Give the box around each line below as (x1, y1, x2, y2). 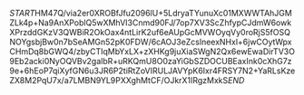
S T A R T (9, 8, 35, 18)
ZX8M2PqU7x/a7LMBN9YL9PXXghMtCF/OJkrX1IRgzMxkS (9, 75, 229, 85)
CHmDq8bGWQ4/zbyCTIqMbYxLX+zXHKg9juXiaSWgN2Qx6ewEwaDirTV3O (9, 46, 295, 57)
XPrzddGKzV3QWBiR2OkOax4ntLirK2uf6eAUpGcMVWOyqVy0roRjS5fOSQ (9, 27, 290, 37)
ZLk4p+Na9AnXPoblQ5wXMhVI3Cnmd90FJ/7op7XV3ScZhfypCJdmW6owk (9, 17, 292, 28)
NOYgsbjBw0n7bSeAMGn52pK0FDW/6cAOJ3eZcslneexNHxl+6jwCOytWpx (9, 36, 292, 47)
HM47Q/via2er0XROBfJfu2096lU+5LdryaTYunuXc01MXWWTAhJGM (34, 8, 292, 18)
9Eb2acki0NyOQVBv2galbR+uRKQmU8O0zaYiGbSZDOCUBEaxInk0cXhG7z (9, 56, 292, 66)
